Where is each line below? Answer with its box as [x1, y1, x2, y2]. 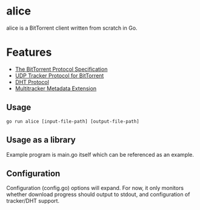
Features [6, 45, 52, 59]
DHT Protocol [15, 78, 50, 85]
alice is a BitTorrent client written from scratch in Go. [6, 24, 138, 31]
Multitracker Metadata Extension [15, 85, 97, 92]
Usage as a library [6, 135, 76, 145]
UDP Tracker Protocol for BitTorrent [15, 71, 104, 79]
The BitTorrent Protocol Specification [15, 65, 108, 73]
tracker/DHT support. [6, 197, 59, 205]
